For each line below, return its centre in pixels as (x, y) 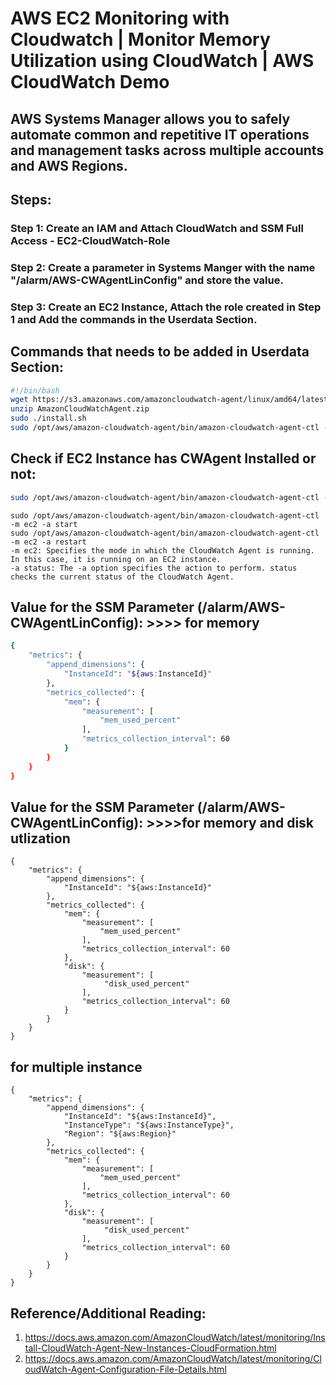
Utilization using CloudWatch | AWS (162, 61)
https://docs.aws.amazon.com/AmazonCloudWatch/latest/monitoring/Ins (175, 1337)
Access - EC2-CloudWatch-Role (90, 240)
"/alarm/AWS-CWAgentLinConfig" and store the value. (147, 280)
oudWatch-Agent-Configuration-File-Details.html (125, 1369)
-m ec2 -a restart (48, 542)
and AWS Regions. (69, 165)
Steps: (31, 199)
